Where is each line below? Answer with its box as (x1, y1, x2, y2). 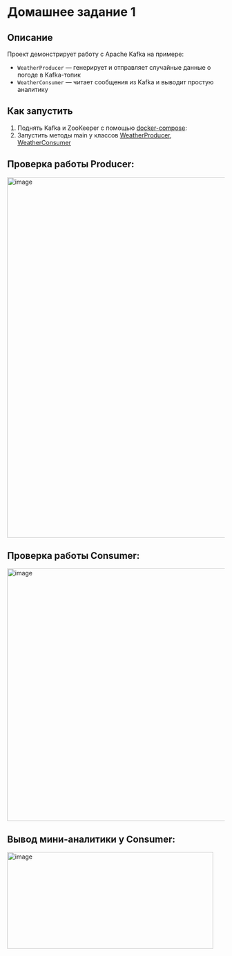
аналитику (17, 86, 48, 93)
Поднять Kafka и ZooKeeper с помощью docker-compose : (17, 124, 188, 132)
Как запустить (7, 105, 73, 117)
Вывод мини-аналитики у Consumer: (7, 833, 176, 845)
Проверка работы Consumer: (7, 550, 140, 562)
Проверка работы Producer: (7, 158, 135, 170)
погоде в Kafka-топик (17, 70, 81, 79)
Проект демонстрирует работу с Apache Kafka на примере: (7, 50, 184, 58)
